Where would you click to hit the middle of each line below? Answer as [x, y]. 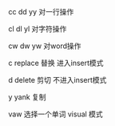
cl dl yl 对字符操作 [38, 29]
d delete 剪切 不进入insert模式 [57, 80]
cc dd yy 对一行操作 [41, 12]
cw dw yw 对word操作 [45, 46]
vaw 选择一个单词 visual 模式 [56, 114]
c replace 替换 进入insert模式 [56, 63]
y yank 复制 [27, 97]
